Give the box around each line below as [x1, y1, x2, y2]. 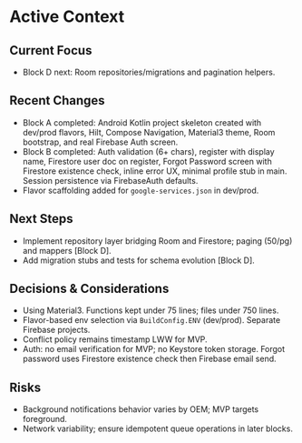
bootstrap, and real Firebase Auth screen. [22, 136, 179, 147]
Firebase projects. [22, 325, 91, 336]
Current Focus [9, 43, 93, 58]
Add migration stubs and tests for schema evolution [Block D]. [22, 255, 256, 266]
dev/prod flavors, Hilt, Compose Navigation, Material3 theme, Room [22, 126, 276, 137]
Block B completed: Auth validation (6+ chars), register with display [22, 146, 275, 156]
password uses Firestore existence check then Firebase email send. [22, 353, 277, 365]
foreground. [22, 414, 68, 425]
